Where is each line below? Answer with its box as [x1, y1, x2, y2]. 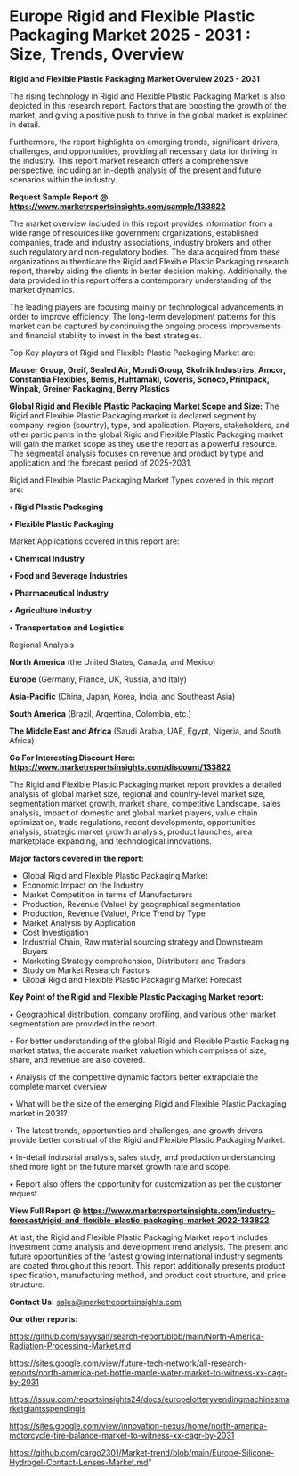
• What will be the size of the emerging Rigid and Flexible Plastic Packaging [9, 1098, 287, 1109]
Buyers [21, 945, 49, 956]
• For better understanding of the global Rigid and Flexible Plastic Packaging [9, 1035, 290, 1046]
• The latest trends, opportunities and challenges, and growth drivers [9, 1124, 263, 1136]
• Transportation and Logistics [9, 621, 125, 633]
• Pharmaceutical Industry [9, 588, 109, 598]
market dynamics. [9, 284, 76, 295]
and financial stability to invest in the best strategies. [9, 329, 202, 340]
